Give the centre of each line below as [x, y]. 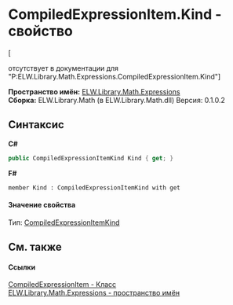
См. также [35, 247]
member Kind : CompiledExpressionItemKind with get [94, 187]
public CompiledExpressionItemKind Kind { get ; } [91, 158]
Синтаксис [36, 125]
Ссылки [22, 267]
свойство [40, 31]
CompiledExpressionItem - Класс [62, 285]
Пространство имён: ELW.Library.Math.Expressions [94, 91]
